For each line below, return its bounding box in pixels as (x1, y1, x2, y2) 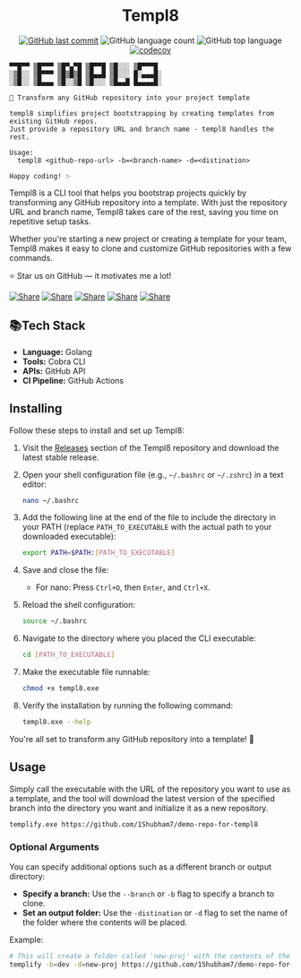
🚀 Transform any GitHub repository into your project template (9, 93, 251, 102)
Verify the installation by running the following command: (21, 700, 234, 711)
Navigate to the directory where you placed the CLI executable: (21, 633, 257, 644)
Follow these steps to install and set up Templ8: (9, 425, 185, 436)
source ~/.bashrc (21, 617, 88, 626)
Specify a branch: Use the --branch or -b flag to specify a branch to (21, 888, 275, 899)
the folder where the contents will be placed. (21, 916, 188, 928)
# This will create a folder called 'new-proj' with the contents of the (9, 951, 291, 960)
